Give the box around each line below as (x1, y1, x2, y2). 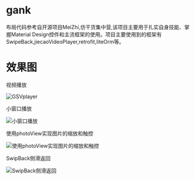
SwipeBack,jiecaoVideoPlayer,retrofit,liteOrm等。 (6, 38, 125, 45)
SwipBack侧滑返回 (6, 154, 51, 161)
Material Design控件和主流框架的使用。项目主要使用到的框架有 (11, 30, 162, 38)
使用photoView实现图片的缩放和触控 (6, 130, 94, 137)
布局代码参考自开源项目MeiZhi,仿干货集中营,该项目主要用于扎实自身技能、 (6, 23, 184, 30)
